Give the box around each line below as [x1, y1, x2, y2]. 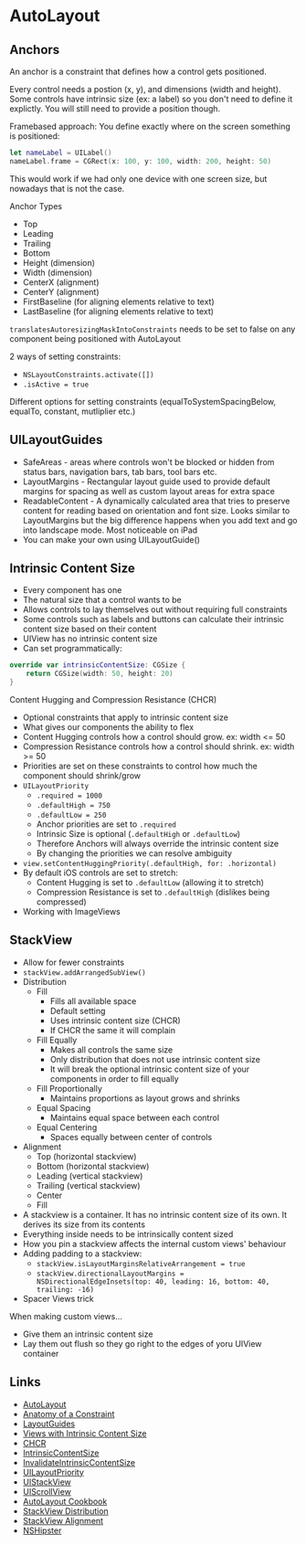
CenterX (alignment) [22, 276, 100, 288]
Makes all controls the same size [49, 1043, 174, 1055]
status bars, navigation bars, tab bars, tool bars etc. [22, 466, 217, 477]
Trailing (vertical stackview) [36, 1180, 141, 1190]
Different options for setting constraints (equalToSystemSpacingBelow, [9, 396, 277, 407]
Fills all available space [49, 995, 137, 1006]
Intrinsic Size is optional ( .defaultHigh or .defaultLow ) [36, 829, 240, 839]
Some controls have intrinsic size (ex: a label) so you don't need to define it [9, 93, 293, 104]
